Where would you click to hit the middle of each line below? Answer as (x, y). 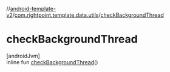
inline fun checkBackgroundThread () (52, 62)
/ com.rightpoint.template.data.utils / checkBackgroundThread (88, 15)
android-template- (33, 9)
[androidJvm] (23, 56)
